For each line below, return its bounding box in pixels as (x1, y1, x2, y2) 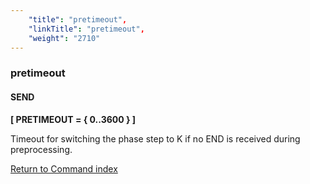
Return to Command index (10, 162, 118, 175)
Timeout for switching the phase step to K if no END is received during (10, 132, 301, 145)
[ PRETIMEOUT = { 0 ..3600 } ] (10, 113, 137, 125)
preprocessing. (10, 143, 73, 155)
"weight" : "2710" (28, 33, 101, 43)
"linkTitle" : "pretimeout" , (28, 24, 145, 34)
